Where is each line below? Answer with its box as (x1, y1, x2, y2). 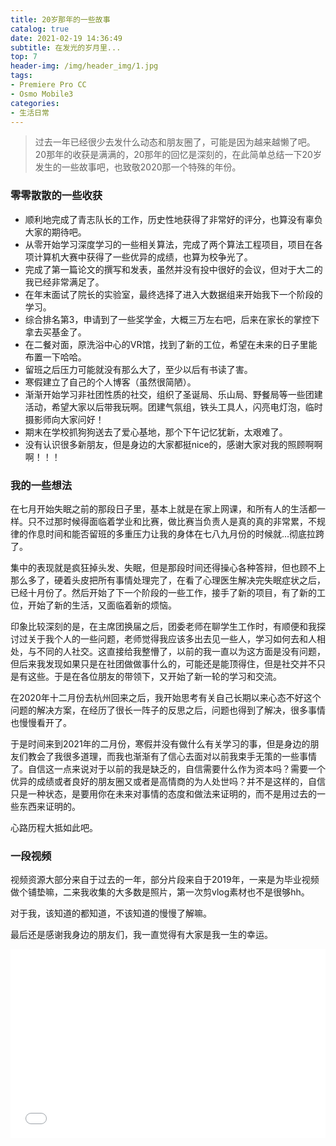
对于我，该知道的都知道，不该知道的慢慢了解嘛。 (10, 907, 212, 920)
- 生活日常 (10, 107, 50, 118)
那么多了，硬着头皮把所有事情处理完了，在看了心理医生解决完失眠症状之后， (10, 574, 326, 586)
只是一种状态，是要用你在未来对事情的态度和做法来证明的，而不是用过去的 (10, 787, 317, 800)
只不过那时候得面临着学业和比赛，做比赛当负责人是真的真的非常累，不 (27, 515, 317, 527)
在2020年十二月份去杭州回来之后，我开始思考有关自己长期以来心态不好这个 (10, 691, 322, 703)
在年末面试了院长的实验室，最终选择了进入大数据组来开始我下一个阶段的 (24, 288, 323, 300)
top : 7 (10, 52, 38, 62)
